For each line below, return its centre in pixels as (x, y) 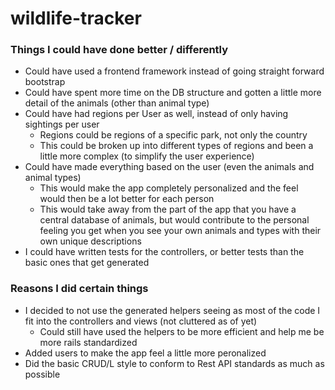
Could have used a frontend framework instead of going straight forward (174, 71)
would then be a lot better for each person (127, 199)
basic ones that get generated (87, 263)
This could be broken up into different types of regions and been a (176, 146)
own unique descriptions (90, 241)
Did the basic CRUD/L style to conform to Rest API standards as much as (174, 363)
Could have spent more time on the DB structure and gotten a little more (173, 93)
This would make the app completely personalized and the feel (169, 188)
